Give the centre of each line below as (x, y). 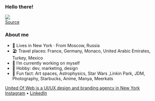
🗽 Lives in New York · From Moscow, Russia (56, 45)
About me (17, 35)
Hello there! (19, 7)
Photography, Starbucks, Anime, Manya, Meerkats (63, 78)
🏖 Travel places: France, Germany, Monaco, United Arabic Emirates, (81, 51)
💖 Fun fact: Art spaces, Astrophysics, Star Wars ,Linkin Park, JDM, (78, 73)
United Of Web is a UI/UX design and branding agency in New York (72, 88)
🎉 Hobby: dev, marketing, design (45, 68)
